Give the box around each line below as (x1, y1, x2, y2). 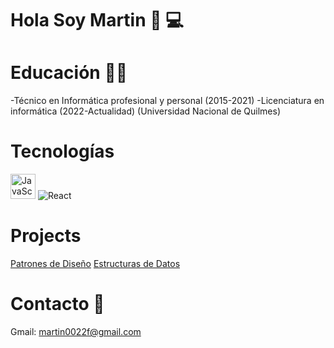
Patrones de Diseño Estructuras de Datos (10, 258, 181, 269)
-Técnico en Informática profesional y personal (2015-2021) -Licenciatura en (10, 95, 325, 107)
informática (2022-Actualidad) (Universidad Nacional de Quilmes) (10, 105, 282, 117)
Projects (10, 225, 82, 247)
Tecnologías (10, 140, 115, 163)
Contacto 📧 (10, 293, 105, 316)
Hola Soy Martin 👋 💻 (10, 9, 184, 32)
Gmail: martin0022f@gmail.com (10, 325, 142, 337)
